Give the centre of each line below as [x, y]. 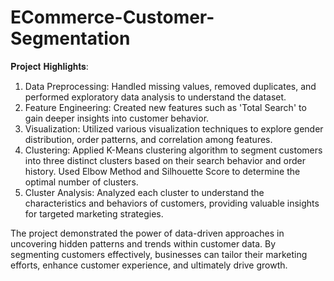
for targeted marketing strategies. [94, 213]
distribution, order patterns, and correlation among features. [148, 139]
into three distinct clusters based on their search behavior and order [165, 160]
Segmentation [70, 38]
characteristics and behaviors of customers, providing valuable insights [172, 203]
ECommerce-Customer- [112, 17]
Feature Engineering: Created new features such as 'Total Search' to [165, 107]
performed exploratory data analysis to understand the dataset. [155, 97]
